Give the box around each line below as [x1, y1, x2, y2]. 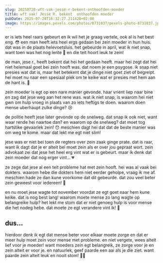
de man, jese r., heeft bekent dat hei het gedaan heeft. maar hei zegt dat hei [5, 59, 157, 65]
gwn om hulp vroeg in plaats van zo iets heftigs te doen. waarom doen [5, 99, 146, 105]
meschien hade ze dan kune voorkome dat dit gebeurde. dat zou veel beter [5, 175, 156, 181]
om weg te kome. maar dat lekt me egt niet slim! [5, 130, 101, 135]
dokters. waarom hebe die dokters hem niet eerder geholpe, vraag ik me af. [5, 169, 156, 175]
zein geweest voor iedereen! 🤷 [5, 180, 66, 186]
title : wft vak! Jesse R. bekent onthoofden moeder [5, 12, 114, 17]
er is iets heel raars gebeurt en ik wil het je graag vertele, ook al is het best [5, 34, 154, 40]
